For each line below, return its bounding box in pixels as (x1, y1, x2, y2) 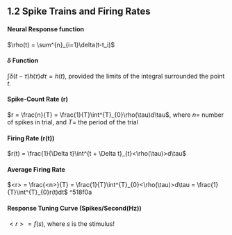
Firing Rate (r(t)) (7, 133, 55, 142)
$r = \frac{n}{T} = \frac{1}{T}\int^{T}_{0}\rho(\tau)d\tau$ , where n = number (7, 111, 224, 119)
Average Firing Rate (7, 165, 66, 173)
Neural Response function (7, 24, 85, 33)
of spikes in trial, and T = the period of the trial (7, 118, 139, 126)
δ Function (7, 56, 39, 65)
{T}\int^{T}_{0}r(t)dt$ (7, 188, 68, 197)
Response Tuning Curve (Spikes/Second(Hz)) (7, 204, 142, 212)
